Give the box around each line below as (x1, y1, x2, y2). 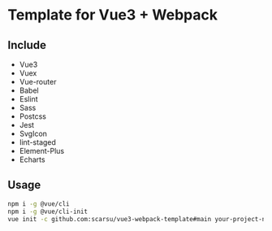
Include (7, 38, 46, 52)
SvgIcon (19, 129, 48, 138)
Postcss (19, 111, 46, 121)
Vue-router (19, 77, 57, 86)
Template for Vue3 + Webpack (7, 6, 218, 24)
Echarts (19, 155, 45, 164)
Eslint (19, 94, 38, 103)
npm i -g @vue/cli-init (7, 207, 89, 216)
